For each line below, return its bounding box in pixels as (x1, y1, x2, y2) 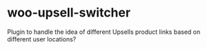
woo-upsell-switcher (7, 5, 131, 21)
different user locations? (7, 35, 77, 43)
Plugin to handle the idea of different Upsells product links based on (7, 28, 201, 36)
